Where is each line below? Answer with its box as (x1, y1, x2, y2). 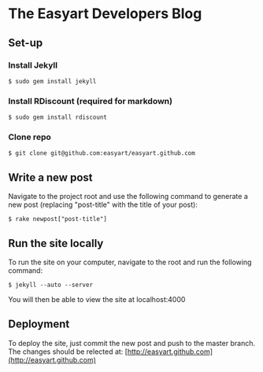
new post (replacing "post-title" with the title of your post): (8, 200, 198, 209)
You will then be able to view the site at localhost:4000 (8, 295, 186, 304)
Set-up (8, 36, 43, 50)
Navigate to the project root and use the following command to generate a (8, 192, 248, 201)
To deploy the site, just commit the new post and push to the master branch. (8, 338, 256, 348)
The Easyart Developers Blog (8, 5, 202, 23)
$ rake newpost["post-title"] (8, 215, 108, 223)
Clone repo (8, 131, 51, 142)
